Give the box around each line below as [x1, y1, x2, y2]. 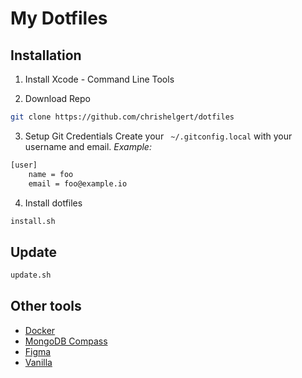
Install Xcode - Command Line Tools [24, 73, 175, 85]
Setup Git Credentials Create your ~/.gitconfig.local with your [24, 130, 293, 142]
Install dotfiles [24, 197, 83, 209]
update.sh [10, 270, 52, 281]
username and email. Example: [24, 140, 152, 152]
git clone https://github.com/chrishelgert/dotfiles [10, 112, 235, 122]
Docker [24, 324, 56, 336]
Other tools [10, 298, 82, 315]
